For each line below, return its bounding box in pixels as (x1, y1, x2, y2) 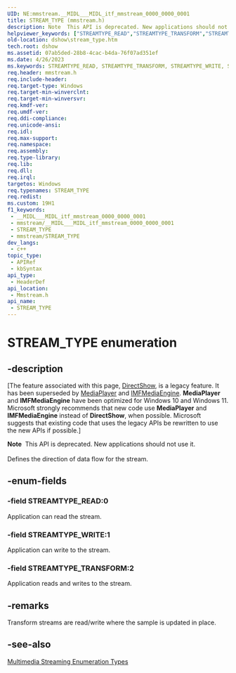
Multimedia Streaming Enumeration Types (7, 657, 129, 665)
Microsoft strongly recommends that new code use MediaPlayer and (7, 404, 207, 412)
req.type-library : (7, 154, 61, 162)
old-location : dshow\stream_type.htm (7, 37, 118, 44)
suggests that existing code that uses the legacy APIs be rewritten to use (7, 419, 218, 427)
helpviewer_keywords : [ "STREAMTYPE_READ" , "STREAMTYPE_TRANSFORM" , (7, 30, 206, 37)
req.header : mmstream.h (7, 69, 77, 76)
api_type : (7, 271, 37, 278)
